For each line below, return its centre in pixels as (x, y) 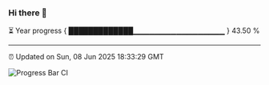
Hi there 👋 (28, 13)
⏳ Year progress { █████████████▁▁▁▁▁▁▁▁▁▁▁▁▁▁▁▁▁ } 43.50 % (134, 30)
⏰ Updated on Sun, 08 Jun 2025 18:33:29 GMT (86, 57)
